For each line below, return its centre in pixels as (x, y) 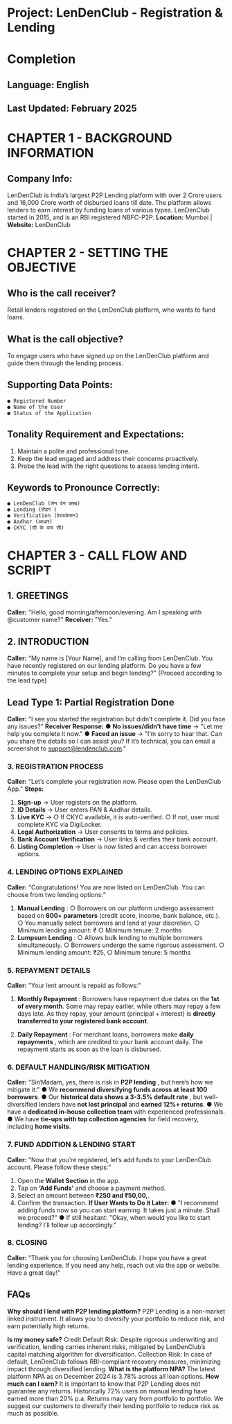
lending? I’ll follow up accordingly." (67, 1225)
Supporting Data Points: (60, 385)
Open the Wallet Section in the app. (69, 1180)
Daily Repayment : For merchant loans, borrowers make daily (105, 1034)
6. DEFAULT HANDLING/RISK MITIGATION (79, 1067)
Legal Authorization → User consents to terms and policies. (103, 832)
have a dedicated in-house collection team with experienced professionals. (116, 1112)
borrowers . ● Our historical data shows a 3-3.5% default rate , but (105, 1097)
